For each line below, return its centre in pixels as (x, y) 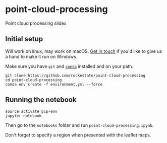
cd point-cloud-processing (34, 80)
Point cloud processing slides (36, 23)
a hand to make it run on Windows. (41, 56)
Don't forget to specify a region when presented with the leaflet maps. (78, 135)
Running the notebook (41, 100)
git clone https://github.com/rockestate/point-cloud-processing (75, 76)
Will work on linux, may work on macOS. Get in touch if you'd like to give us (84, 51)
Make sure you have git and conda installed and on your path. (69, 66)
